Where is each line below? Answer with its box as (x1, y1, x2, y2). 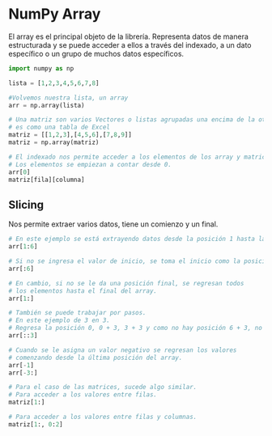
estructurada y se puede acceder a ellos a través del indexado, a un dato (8, 40, 252, 49)
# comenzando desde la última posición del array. (8, 353, 183, 362)
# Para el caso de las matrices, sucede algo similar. (8, 383, 198, 392)
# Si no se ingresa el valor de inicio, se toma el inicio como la (8, 257, 241, 265)
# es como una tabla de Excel (8, 123, 111, 132)
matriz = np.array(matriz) (8, 138, 100, 146)
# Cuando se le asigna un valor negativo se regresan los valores (8, 345, 237, 354)
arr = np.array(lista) (8, 101, 85, 109)
